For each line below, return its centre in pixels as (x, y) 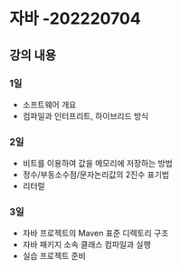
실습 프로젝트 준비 (54, 256)
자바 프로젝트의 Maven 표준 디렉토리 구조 (95, 234)
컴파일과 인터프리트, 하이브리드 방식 (86, 115)
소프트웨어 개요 (49, 105)
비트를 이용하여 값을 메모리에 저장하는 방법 (98, 164)
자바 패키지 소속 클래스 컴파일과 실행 (86, 245)
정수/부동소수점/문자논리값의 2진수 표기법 (96, 175)
